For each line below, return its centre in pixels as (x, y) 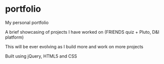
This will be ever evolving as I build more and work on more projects (74, 46)
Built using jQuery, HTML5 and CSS (41, 56)
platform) (15, 37)
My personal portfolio (27, 22)
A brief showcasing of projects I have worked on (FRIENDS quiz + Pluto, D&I (82, 32)
